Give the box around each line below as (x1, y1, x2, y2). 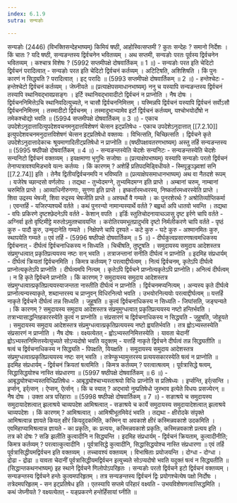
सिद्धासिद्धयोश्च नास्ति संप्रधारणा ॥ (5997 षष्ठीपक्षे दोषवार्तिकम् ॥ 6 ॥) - (7, 368, 168, 377)
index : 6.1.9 (7, 10, 46, 18)
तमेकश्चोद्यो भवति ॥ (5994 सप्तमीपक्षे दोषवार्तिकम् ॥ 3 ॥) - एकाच (7, 114, 159, 122)
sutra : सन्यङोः (7, 17, 44, 24)
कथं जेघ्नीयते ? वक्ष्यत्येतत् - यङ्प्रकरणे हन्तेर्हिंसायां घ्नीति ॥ (7, 487, 138, 496)
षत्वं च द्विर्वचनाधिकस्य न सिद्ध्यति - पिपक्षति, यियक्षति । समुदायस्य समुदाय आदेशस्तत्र (7, 344, 194, 353)
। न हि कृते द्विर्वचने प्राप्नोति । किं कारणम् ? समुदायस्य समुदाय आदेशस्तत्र (7, 273, 168, 281)
